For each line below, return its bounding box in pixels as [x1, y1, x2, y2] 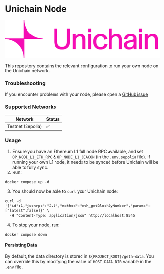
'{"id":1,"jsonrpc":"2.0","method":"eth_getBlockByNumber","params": [5, 203, 151, 208]
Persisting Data [5, 242, 37, 248]
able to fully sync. [12, 164, 49, 170]
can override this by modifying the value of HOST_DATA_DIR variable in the [5, 258, 152, 264]
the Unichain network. [5, 68, 50, 73]
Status [46, 116, 60, 122]
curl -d [5, 198, 21, 203]
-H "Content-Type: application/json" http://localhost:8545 [9, 213, 135, 218]
